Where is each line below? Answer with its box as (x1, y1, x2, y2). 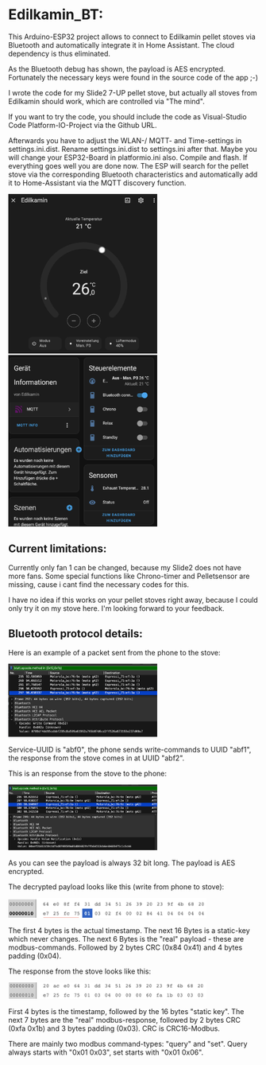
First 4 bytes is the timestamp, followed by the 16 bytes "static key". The (8, 1007, 245, 1016)
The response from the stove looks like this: (8, 966, 152, 976)
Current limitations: (8, 542, 107, 556)
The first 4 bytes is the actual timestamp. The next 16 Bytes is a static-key (8, 926, 250, 935)
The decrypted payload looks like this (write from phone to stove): (8, 882, 225, 892)
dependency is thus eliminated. (8, 49, 111, 58)
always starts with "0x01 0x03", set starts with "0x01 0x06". (8, 1048, 204, 1057)
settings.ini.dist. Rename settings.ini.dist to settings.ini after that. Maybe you (8, 144, 258, 154)
